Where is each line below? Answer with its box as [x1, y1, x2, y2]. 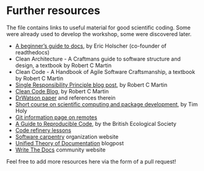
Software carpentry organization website [15, 133, 119, 140]
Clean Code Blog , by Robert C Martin [15, 87, 109, 95]
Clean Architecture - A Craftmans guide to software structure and [15, 55, 181, 62]
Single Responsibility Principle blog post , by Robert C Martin [15, 81, 167, 89]
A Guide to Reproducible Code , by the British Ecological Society [15, 120, 176, 127]
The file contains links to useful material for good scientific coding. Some [6, 24, 191, 31]
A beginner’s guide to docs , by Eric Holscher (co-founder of [15, 42, 167, 49]
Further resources [6, 4, 100, 18]
